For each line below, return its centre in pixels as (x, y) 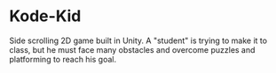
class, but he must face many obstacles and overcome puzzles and (132, 49)
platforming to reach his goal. (63, 59)
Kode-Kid (45, 16)
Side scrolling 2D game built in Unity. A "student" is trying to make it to (138, 40)
